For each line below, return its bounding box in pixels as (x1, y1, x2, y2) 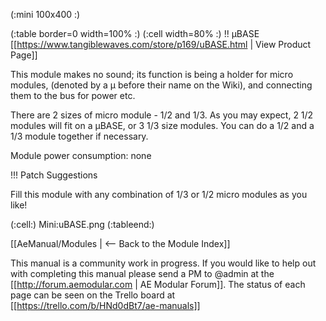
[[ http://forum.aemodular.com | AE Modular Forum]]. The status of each (10, 279, 306, 290)
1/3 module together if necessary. (10, 130, 149, 142)
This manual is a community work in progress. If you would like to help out (10, 257, 317, 269)
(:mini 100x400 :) (10, 9, 81, 20)
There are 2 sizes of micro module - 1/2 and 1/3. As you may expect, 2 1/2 (10, 109, 314, 121)
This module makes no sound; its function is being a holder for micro (10, 69, 294, 80)
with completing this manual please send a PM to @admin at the (10, 268, 275, 279)
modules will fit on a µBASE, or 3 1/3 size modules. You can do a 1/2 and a (10, 120, 315, 131)
